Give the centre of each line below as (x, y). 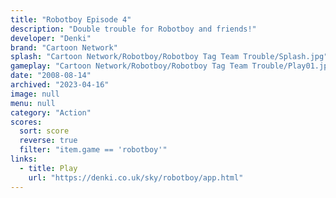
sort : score (44, 131)
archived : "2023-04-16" (60, 85)
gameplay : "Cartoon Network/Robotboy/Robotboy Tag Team (129, 66)
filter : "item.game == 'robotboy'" (93, 150)
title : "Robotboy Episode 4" (71, 19)
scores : (26, 122)
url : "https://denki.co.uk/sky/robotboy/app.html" (136, 177)
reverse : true (48, 141)
